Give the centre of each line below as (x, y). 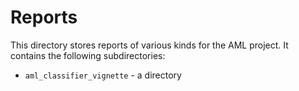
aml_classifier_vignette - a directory (103, 75)
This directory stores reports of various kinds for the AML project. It (149, 45)
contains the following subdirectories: (88, 55)
